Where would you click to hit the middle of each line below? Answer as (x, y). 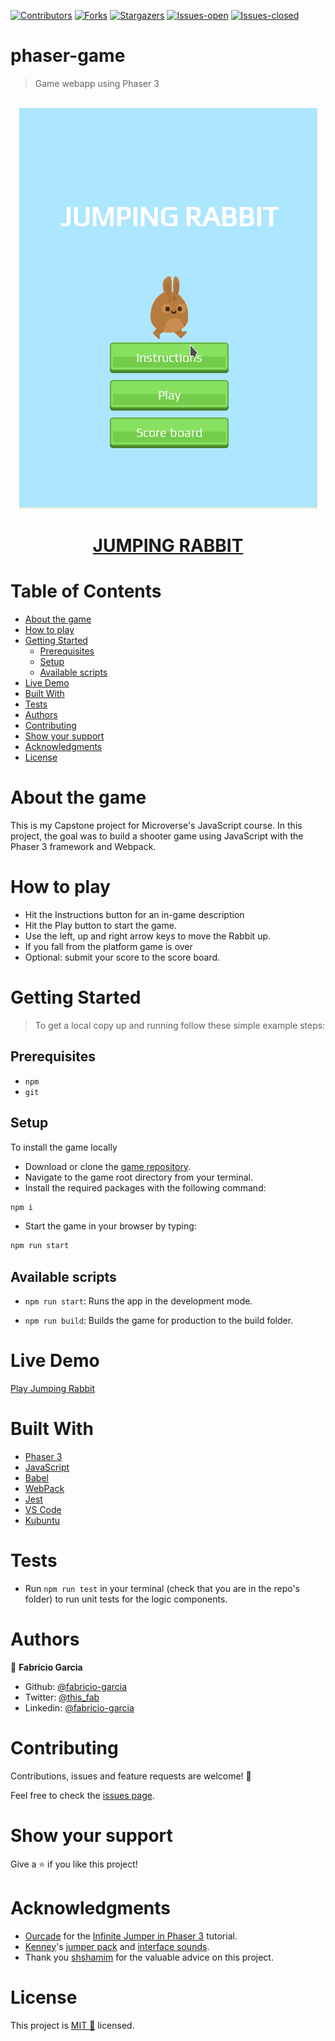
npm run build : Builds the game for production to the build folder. (159, 1321)
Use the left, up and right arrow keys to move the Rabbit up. (148, 936)
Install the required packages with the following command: (145, 1187)
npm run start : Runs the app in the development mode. (138, 1301)
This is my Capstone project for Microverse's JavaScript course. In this (156, 825)
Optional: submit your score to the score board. (122, 957)
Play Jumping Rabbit (53, 1388)
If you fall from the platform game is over (108, 946)
